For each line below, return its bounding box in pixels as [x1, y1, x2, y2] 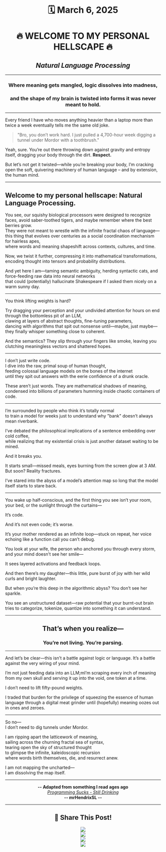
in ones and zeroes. [5, 705, 45, 710]
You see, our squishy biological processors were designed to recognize [5, 212, 151, 218]
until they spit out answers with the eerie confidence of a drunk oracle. [5, 374, 149, 379]
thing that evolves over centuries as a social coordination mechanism [13, 233, 155, 239]
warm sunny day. [5, 284, 41, 290]
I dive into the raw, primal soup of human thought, [5, 363, 107, 369]
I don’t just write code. [5, 358, 51, 364]
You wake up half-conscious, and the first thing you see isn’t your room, [5, 497, 152, 503]
